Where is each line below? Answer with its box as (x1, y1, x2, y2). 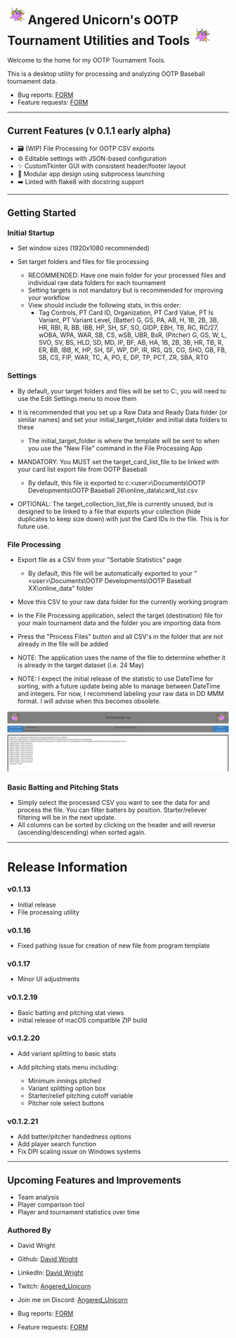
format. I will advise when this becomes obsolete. (17, 697, 162, 705)
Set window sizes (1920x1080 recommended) (17, 244, 150, 252)
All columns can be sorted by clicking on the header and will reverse (17, 821, 216, 829)
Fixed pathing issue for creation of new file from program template (17, 941, 210, 950)
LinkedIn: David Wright (17, 1268, 84, 1277)
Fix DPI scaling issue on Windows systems (17, 1148, 141, 1156)
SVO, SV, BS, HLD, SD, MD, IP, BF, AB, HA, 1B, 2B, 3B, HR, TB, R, (38, 339, 223, 347)
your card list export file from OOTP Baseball (17, 465, 147, 473)
